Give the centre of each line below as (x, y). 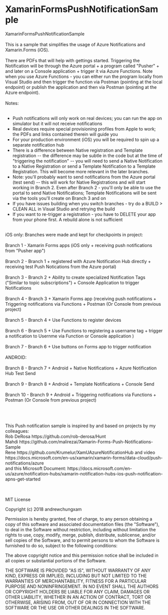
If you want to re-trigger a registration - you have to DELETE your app (84, 214)
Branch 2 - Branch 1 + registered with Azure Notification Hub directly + (78, 261)
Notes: (12, 103)
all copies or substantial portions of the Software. (56, 560)
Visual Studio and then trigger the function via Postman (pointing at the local (84, 82)
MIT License (18, 499)
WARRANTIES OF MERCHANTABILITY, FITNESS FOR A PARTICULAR (76, 581)
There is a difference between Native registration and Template (77, 150)
